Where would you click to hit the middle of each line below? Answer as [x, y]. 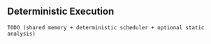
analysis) [22, 34]
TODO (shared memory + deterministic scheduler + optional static [106, 27]
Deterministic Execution [61, 12]
